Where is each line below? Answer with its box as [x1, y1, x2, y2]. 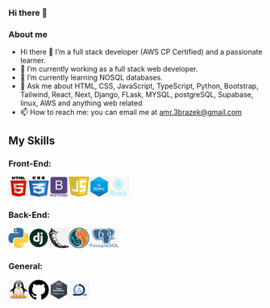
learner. [19, 55, 46, 65]
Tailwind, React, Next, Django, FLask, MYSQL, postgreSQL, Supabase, [19, 90, 254, 100]
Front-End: [8, 158, 52, 169]
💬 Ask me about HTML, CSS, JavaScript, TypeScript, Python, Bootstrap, [19, 81, 260, 91]
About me [8, 28, 48, 39]
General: [8, 261, 43, 272]
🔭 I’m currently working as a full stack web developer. [19, 64, 199, 74]
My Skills [8, 133, 56, 147]
